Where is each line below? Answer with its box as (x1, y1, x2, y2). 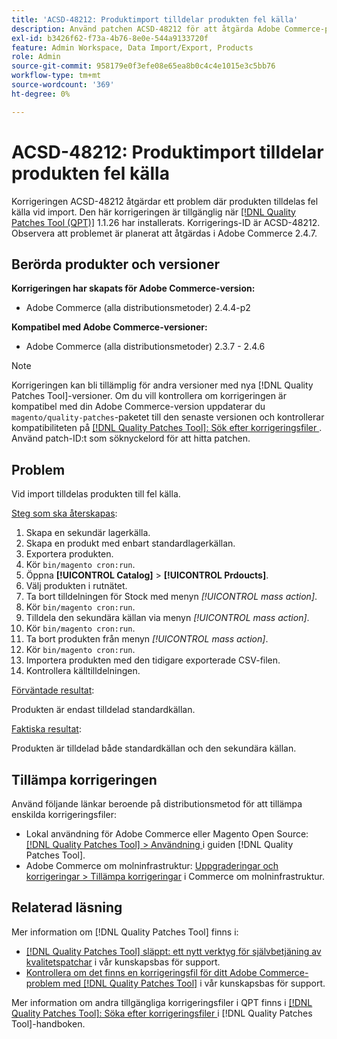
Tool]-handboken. (11, 1017, 86, 1030)
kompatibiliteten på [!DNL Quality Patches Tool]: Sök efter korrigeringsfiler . (11, 422, 323, 434)
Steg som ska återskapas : (11, 507, 118, 520)
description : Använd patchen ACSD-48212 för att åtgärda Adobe (11, 24, 281, 34)
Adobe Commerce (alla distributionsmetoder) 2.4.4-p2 (25, 302, 251, 314)
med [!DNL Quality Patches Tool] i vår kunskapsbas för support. (62, 977, 326, 989)
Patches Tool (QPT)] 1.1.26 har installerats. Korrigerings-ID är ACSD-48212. (11, 216, 321, 228)
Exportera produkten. (25, 548, 114, 560)
